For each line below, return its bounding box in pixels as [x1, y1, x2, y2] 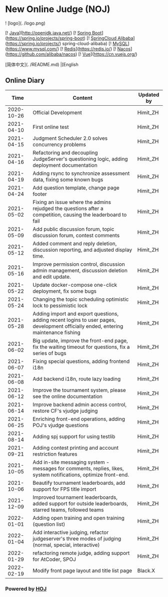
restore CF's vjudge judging [32, 407, 98, 414]
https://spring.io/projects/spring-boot [6, 35, 84, 41]
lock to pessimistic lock [32, 302, 87, 309]
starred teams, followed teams [32, 506, 104, 513]
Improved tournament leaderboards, [32, 494, 117, 501]
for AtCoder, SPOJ [32, 555, 76, 562]
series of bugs [32, 349, 66, 356]
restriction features [32, 450, 77, 457]
